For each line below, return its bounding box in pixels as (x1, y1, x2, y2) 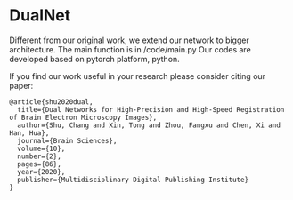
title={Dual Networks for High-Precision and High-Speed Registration (17, 105, 285, 114)
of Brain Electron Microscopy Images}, (9, 113, 158, 122)
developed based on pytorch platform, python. (9, 53, 180, 64)
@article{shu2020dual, (9, 97, 94, 107)
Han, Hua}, (9, 128, 50, 138)
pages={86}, (17, 159, 62, 169)
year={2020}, (17, 167, 66, 176)
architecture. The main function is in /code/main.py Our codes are (9, 44, 251, 54)
